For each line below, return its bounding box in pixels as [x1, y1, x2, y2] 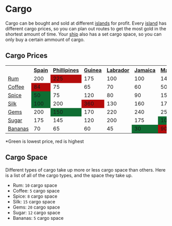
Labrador [106, 66, 130, 73]
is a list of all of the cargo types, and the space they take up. [5, 172, 133, 178]
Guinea [83, 66, 102, 73]
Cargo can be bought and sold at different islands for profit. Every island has [5, 20, 167, 26]
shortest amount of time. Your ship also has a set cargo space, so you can [5, 31, 162, 37]
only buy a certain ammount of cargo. [5, 36, 85, 43]
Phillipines [53, 66, 79, 73]
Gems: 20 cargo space [12, 204, 60, 210]
